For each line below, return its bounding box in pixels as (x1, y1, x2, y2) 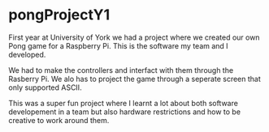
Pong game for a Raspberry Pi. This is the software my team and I (8, 40, 229, 50)
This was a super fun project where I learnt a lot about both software (8, 98, 238, 108)
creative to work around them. (8, 115, 110, 125)
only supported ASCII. (8, 83, 83, 92)
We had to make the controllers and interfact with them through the (8, 65, 234, 75)
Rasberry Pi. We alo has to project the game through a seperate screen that (8, 74, 262, 83)
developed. (8, 49, 46, 59)
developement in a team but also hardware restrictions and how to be (8, 107, 241, 117)
